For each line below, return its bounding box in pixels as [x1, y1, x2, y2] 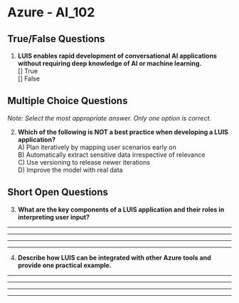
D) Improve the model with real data [17, 165, 123, 174]
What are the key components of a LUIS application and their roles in [17, 205, 225, 214]
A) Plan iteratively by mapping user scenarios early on [17, 143, 176, 151]
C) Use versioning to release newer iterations [17, 158, 151, 166]
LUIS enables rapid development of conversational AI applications [17, 51, 217, 60]
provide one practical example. [17, 261, 112, 269]
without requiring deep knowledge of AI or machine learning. [17, 59, 202, 68]
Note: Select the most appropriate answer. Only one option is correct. [7, 113, 212, 122]
